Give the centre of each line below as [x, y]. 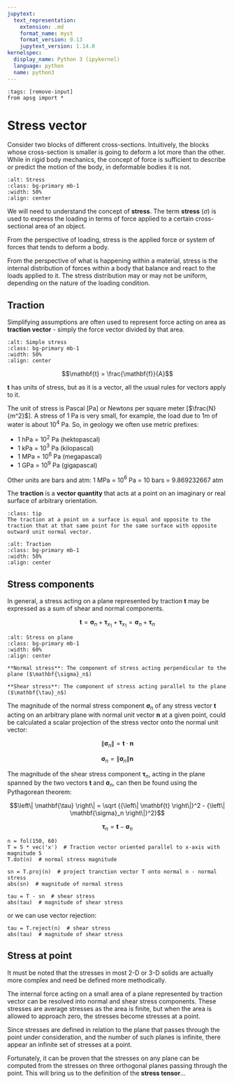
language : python [39, 66]
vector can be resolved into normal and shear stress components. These [112, 1001]
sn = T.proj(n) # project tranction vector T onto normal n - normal [112, 872]
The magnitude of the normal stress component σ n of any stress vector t [112, 706]
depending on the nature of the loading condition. [79, 283]
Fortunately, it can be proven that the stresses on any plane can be [103, 1058]
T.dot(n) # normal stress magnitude [62, 859]
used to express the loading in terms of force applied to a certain [101, 219]
